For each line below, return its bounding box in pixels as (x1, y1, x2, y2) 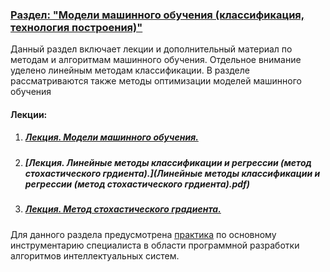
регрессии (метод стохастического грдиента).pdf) (24, 178, 251, 190)
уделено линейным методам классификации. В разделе (10, 64, 250, 77)
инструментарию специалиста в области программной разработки (10, 239, 300, 251)
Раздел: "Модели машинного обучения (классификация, (10, 8, 305, 22)
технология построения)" (10, 20, 143, 34)
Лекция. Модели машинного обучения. (24, 131, 199, 143)
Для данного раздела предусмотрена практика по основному (10, 228, 277, 240)
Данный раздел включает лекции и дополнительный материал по (10, 43, 293, 55)
